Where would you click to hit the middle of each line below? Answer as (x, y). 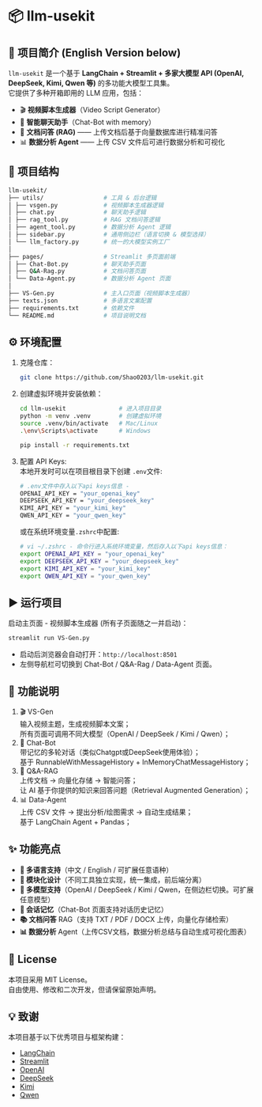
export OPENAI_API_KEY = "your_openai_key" (92, 554)
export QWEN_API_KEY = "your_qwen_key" (85, 576)
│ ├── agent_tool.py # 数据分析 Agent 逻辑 (90, 227)
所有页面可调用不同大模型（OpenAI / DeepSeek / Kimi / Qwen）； (125, 734)
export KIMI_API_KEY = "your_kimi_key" (85, 569)
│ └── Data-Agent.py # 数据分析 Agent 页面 (90, 279)
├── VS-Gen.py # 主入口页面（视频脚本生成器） (101, 294)
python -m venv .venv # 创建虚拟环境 (90, 416)
